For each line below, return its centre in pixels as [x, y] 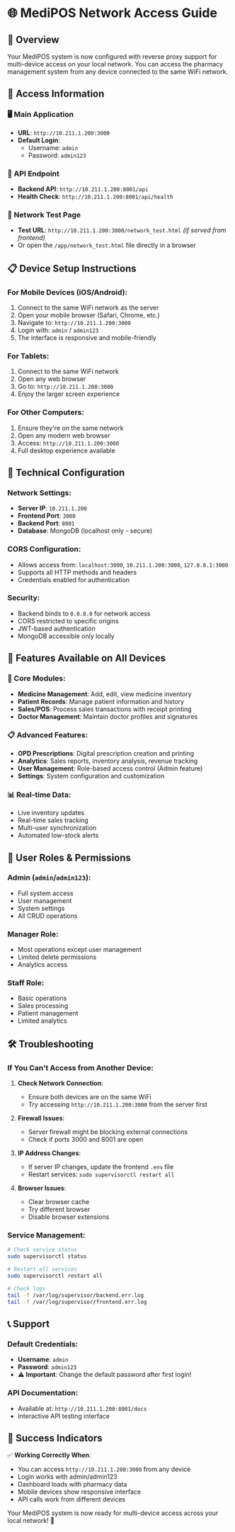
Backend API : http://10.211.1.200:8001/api [83, 188]
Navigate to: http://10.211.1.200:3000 [74, 322]
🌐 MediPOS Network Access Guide [113, 13]
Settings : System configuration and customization [91, 776]
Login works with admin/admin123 [68, 1477]
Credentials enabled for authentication [74, 579]
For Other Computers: [46, 412]
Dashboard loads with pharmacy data [72, 1485]
